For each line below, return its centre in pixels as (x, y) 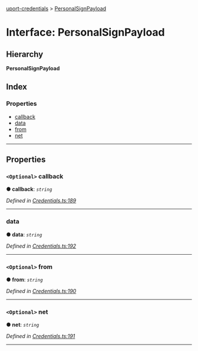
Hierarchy (25, 54)
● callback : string (29, 189)
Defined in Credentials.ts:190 (41, 291)
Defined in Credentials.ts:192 (41, 246)
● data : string (24, 234)
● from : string (24, 279)
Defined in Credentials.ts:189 (41, 201)
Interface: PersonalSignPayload (85, 32)
